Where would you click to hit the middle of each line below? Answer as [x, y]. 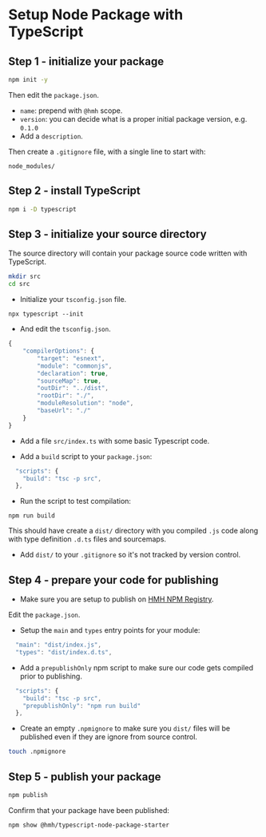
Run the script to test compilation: [75, 501]
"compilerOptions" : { [58, 351]
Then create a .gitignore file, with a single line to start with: [107, 151]
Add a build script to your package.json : [86, 456]
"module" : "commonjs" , [75, 366]
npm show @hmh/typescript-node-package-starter [89, 825]
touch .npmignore [37, 752]
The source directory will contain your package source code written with [128, 253]
